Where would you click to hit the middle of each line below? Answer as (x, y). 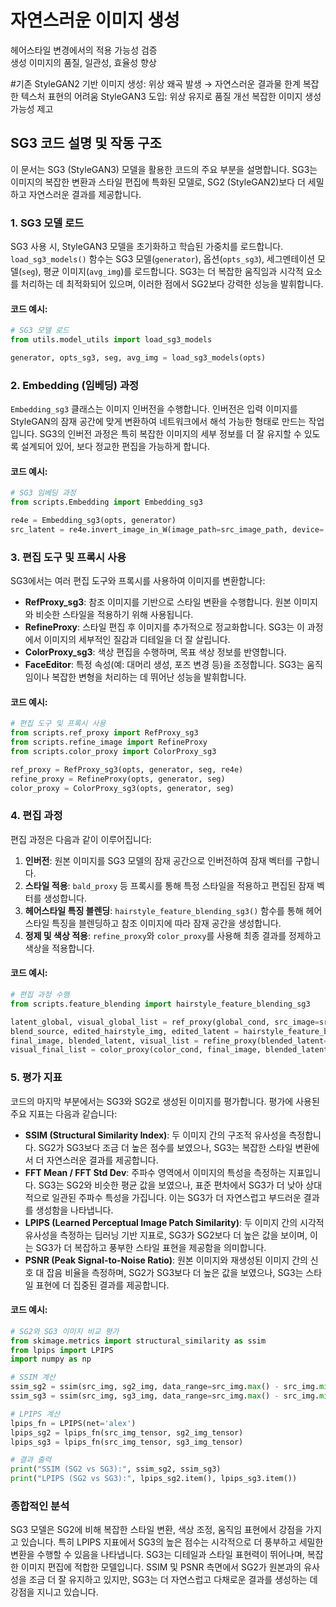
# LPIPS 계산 (35, 1414)
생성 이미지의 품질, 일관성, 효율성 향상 (83, 62)
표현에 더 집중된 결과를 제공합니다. (102, 1285)
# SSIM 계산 (33, 1377)
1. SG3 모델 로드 (47, 223)
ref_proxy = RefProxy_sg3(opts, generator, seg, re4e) (127, 769)
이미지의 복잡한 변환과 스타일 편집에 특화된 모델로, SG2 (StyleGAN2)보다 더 (158, 182)
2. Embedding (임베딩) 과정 (74, 385)
